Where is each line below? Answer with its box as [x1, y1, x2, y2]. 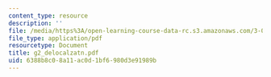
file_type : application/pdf [8, 34, 103, 43]
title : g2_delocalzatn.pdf [8, 49, 99, 57]
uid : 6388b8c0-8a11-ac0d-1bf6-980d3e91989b [8, 57, 157, 65]
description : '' [8, 19, 63, 27]
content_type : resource [8, 11, 89, 20]
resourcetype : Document [8, 42, 89, 50]
